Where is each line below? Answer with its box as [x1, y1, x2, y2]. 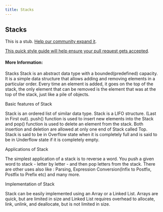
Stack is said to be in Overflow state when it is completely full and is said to [5, 131, 158, 137]
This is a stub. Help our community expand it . [5, 38, 97, 44]
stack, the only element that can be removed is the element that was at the [5, 86, 156, 92]
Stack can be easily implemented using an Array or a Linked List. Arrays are [5, 190, 159, 196]
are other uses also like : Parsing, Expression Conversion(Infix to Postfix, [5, 166, 152, 172]
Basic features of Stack [5, 101, 53, 106]
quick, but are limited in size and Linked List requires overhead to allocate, [5, 196, 156, 202]
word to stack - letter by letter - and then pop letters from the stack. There [5, 161, 156, 167]
